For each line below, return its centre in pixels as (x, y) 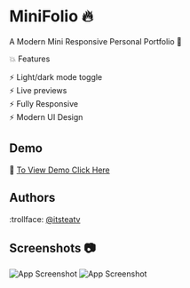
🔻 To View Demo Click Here (60, 170)
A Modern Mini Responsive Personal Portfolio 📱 (95, 41)
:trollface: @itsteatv (45, 219)
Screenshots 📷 (52, 248)
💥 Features (30, 59)
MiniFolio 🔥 (51, 16)
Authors (32, 198)
